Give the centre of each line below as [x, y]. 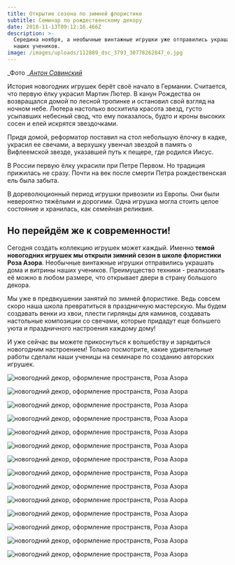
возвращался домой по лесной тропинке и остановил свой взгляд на [111, 101]
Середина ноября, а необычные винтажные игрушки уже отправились [111, 40]
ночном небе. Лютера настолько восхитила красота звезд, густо [105, 109]
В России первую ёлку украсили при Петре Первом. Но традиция [106, 165]
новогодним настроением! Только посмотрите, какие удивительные [110, 349]
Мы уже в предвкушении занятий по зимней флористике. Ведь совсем [114, 298]
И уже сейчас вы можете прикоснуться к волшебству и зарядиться [109, 342]
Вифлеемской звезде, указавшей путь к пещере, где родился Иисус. [111, 152]
